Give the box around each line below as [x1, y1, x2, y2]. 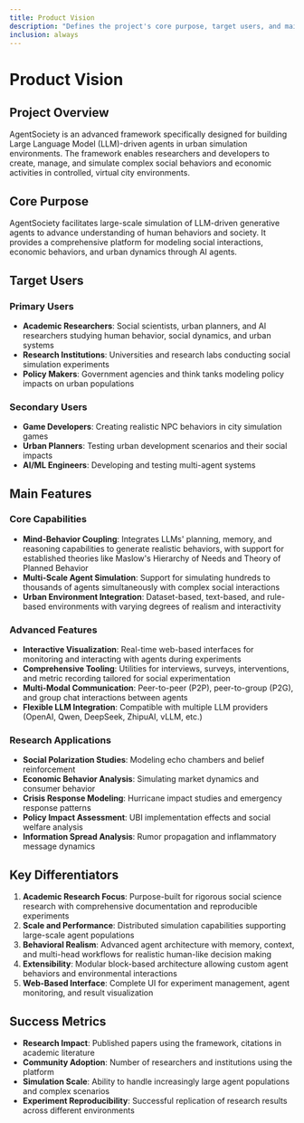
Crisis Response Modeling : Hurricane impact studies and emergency [22, 793, 282, 804]
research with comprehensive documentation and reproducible [22, 901, 258, 912]
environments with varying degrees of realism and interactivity [48, 601, 282, 612]
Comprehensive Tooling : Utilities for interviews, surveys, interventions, [22, 663, 290, 674]
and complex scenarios [22, 1086, 110, 1097]
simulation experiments [22, 358, 110, 369]
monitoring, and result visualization [22, 987, 154, 998]
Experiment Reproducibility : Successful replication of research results [22, 1096, 288, 1107]
